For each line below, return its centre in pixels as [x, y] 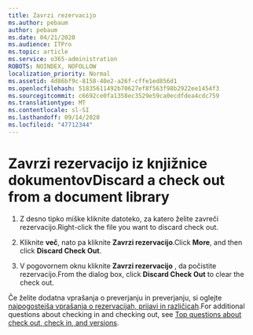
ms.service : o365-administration [63, 60]
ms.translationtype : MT [47, 103]
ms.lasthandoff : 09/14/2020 [54, 118]
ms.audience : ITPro [40, 45]
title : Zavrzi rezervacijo [52, 15]
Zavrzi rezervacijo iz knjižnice [108, 164]
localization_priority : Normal [59, 74]
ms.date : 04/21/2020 [42, 37]
